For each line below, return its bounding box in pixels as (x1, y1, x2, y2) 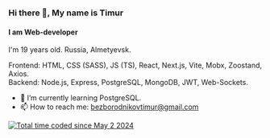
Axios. (8, 69, 30, 79)
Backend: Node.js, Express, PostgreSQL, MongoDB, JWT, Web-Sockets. (8, 78, 248, 87)
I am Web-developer (8, 27, 78, 37)
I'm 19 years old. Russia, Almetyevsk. (8, 45, 131, 55)
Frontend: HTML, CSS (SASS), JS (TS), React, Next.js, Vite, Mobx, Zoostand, (8, 60, 263, 71)
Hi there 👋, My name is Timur (8, 7, 123, 18)
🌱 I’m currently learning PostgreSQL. (19, 93, 142, 103)
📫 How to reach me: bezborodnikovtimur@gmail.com (19, 102, 199, 112)
